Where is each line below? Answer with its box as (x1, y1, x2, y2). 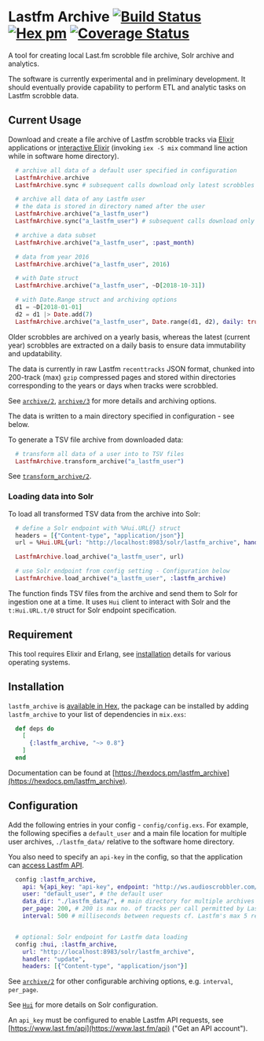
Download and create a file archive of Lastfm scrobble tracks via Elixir (8, 134, 234, 144)
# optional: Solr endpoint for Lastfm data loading (15, 932, 189, 941)
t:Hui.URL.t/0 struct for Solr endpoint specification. (8, 605, 177, 615)
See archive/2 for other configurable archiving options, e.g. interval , (8, 977, 233, 986)
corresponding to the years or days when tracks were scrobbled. (8, 381, 218, 390)
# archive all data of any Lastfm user (15, 195, 146, 204)
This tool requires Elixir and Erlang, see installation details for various (8, 649, 232, 658)
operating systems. (8, 657, 71, 667)
